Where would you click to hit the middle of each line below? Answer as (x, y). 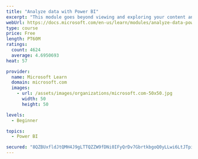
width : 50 (34, 99)
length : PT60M (24, 39)
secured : (17, 147)
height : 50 (35, 104)
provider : (18, 71)
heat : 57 (17, 61)
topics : (16, 131)
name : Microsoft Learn (39, 77)
